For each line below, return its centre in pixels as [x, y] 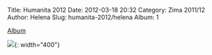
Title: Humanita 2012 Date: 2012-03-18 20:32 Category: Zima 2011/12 [106, 10]
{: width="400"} [37, 45]
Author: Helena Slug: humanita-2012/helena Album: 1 [83, 17]
